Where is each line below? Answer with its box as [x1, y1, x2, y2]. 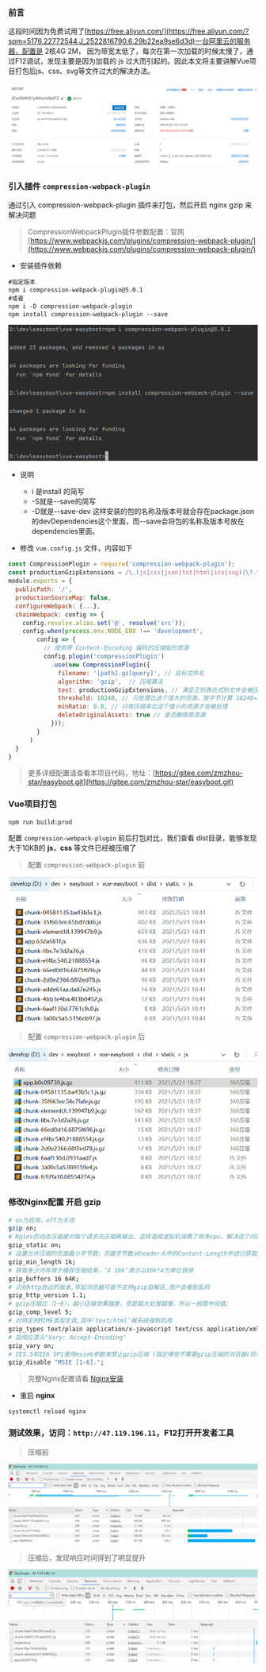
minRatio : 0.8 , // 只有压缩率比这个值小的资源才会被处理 [58, 703, 228, 711]
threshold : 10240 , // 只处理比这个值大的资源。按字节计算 [58, 694, 233, 702]
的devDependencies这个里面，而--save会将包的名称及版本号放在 [31, 516, 245, 526]
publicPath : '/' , [15, 585, 73, 593]
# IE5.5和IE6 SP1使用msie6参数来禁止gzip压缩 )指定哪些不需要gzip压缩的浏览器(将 [8, 1350, 256, 1358]
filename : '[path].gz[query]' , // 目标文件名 [58, 669, 204, 677]
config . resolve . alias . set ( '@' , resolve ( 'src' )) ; [22, 619, 186, 627]
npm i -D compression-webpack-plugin [8, 302, 133, 311]
